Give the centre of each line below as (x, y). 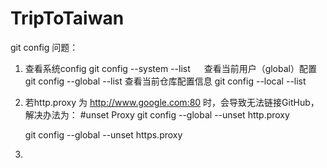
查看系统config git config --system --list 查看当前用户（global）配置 (170, 68)
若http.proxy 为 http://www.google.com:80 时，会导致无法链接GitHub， (172, 102)
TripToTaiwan (67, 18)
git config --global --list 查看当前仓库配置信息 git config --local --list (165, 81)
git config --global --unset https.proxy (103, 134)
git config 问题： (44, 47)
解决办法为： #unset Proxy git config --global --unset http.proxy (157, 114)
